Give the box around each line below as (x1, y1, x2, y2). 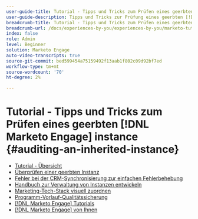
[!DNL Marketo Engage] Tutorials (14, 200, 95, 207)
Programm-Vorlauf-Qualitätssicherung (14, 194, 108, 201)
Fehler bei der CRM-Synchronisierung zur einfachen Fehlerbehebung (14, 175, 183, 182)
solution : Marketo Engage (6, 47, 70, 53)
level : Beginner (6, 42, 46, 48)
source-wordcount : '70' (6, 69, 65, 75)
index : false (6, 31, 38, 37)
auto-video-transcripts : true (6, 53, 81, 58)
